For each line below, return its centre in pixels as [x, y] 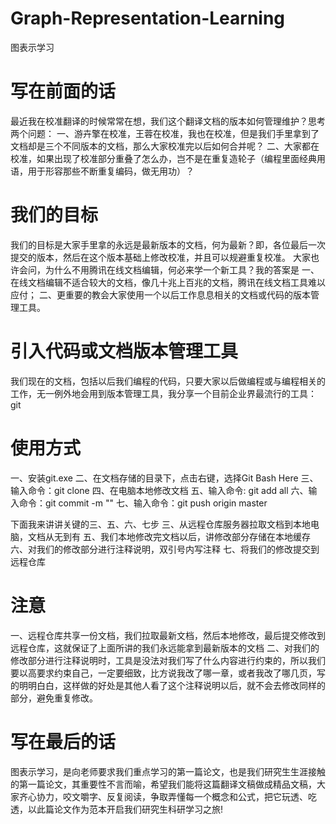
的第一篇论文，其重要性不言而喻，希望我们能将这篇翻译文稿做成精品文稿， [163, 784]
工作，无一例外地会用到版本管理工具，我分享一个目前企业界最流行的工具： [163, 393]
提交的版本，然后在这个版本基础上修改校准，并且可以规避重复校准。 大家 [160, 257]
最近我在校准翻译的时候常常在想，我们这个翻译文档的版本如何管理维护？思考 [168, 121]
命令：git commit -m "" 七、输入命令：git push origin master [143, 503]
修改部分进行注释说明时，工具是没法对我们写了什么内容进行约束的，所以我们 [168, 660]
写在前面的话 [63, 91]
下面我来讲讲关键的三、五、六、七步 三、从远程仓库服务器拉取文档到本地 [160, 524]
